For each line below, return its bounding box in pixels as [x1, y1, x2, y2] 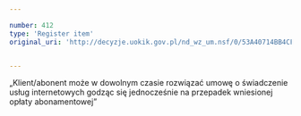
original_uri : [9, 37, 63, 46]
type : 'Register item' [9, 29, 94, 38]
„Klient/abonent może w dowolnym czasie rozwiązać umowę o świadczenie [9, 78, 288, 88]
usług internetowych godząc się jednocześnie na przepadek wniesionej [9, 87, 273, 98]
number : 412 [9, 21, 54, 29]
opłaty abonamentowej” [9, 96, 98, 107]
